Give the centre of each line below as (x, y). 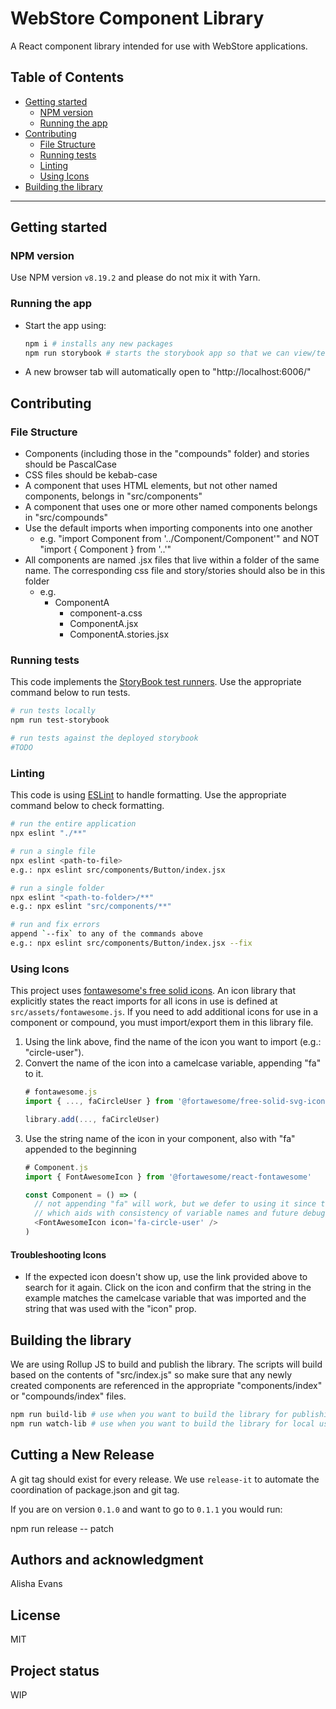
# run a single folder (57, 888)
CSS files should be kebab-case (91, 475)
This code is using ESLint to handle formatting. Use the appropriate (148, 795)
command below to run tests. (70, 693)
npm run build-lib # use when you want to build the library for (149, 1414)
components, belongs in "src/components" (113, 496)
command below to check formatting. (87, 806)
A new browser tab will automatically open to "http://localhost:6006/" (168, 372)
